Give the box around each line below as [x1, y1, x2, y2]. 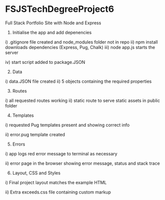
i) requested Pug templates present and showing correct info [5, 122, 130, 128]
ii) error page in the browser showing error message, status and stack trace [5, 160, 160, 166]
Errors [12, 141, 25, 147]
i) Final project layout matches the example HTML [5, 179, 107, 185]
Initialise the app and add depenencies [12, 29, 92, 35]
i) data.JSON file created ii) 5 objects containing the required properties [5, 78, 152, 84]
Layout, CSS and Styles [12, 170, 61, 176]
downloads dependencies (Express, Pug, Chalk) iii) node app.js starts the [5, 44, 156, 50]
